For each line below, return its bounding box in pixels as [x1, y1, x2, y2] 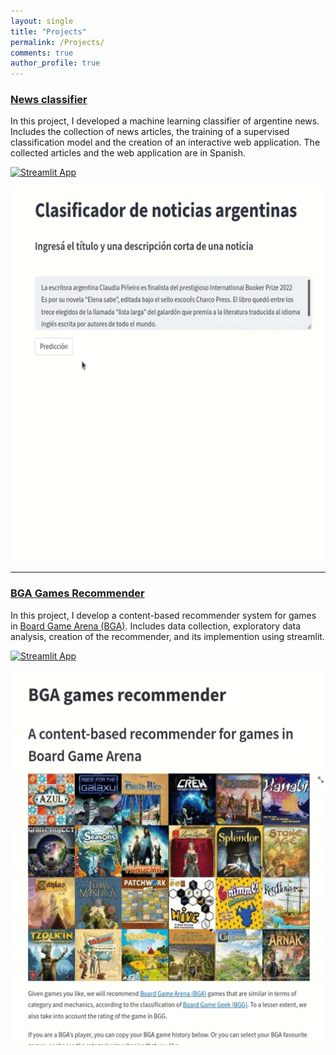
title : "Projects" [10, 26, 87, 37]
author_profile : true [10, 58, 101, 69]
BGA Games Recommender [10, 586, 145, 600]
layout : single [10, 16, 74, 26]
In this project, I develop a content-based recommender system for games [10, 609, 317, 621]
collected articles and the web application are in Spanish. [10, 147, 246, 159]
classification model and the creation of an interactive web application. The [10, 136, 321, 149]
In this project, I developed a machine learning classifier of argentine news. [10, 115, 320, 127]
